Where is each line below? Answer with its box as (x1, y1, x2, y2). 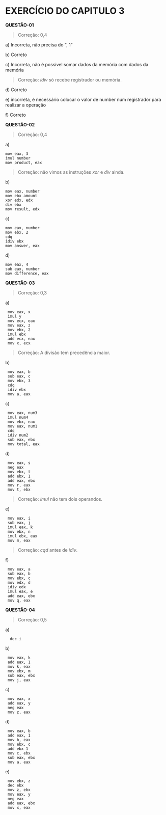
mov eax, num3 (7, 410, 38, 415)
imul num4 (7, 415, 29, 420)
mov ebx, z (7, 778, 31, 783)
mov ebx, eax (7, 419, 36, 424)
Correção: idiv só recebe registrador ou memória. (17, 76, 122, 83)
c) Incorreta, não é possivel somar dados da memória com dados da (5, 61, 149, 67)
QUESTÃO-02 (5, 121, 35, 127)
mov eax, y (7, 792, 31, 797)
